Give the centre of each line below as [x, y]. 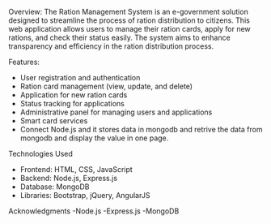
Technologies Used [40, 154]
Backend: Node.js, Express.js [69, 178]
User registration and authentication [80, 78]
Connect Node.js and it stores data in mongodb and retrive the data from [141, 129]
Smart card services [54, 121]
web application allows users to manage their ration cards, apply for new [129, 29]
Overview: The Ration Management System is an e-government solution [128, 12]
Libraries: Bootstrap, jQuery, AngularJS [85, 195]
